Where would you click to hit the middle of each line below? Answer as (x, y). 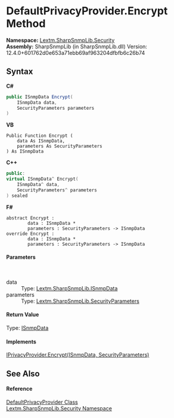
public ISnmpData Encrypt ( (40, 97)
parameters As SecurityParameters (60, 146)
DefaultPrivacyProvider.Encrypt (87, 11)
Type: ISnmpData (27, 328)
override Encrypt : (30, 234)
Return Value (23, 315)
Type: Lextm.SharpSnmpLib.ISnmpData (69, 288)
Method (26, 24)
